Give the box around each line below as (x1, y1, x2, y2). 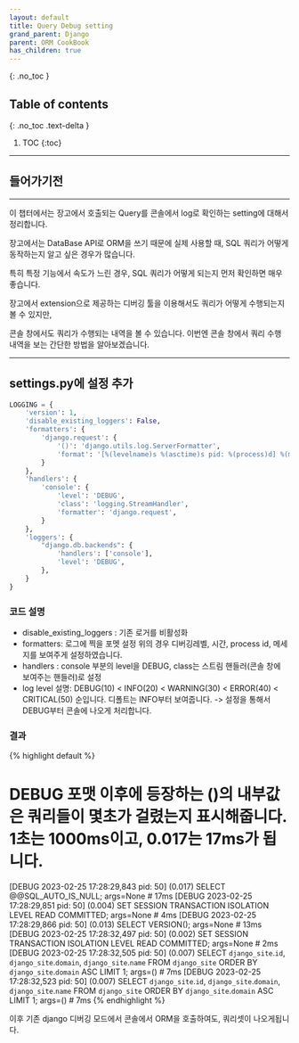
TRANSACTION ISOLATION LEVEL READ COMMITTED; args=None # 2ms (9, 938, 279, 949)
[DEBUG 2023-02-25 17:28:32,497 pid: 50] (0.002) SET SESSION (9, 929, 249, 940)
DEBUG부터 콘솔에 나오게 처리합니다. (21, 705, 152, 716)
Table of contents (9, 96, 109, 111)
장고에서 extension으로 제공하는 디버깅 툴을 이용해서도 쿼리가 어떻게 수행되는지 (9, 298, 285, 308)
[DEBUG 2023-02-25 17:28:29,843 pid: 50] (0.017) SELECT (9, 882, 226, 892)
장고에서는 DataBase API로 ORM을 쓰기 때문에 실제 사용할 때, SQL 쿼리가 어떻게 (9, 237, 289, 248)
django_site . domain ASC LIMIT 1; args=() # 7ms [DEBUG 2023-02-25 (9, 966, 262, 977)
